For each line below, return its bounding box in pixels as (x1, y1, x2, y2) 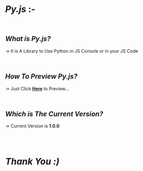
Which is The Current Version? (5, 109, 103, 118)
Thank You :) (5, 155, 60, 167)
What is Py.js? (5, 35, 51, 43)
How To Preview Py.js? (5, 72, 78, 81)
